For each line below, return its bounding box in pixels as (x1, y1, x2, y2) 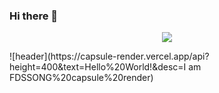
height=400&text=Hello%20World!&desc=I (9, 61, 187, 73)
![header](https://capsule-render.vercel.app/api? (9, 50, 210, 63)
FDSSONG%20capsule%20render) (9, 72, 154, 84)
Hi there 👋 (9, 9, 59, 23)
